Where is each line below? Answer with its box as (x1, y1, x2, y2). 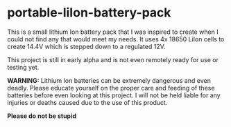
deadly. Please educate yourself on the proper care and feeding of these (7, 84, 215, 92)
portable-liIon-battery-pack (7, 5, 171, 21)
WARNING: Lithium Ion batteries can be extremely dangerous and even (7, 76, 212, 84)
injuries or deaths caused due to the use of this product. (7, 98, 168, 106)
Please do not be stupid (7, 112, 77, 120)
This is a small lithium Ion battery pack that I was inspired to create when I (7, 28, 219, 36)
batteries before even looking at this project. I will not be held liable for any (7, 91, 221, 99)
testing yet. (7, 63, 40, 71)
